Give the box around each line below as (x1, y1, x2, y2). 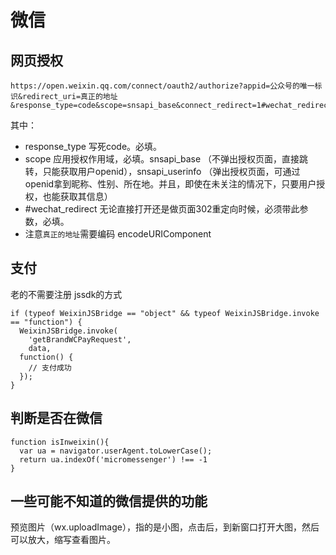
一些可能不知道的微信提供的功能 (10, 493, 208, 510)
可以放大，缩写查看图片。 (10, 534, 116, 546)
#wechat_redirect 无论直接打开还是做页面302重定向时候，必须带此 (24, 203, 300, 215)
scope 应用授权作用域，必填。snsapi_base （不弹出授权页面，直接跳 (24, 153, 309, 165)
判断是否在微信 (10, 410, 103, 427)
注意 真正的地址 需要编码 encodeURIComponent (24, 228, 212, 240)
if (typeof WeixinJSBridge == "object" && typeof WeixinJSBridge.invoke (10, 308, 320, 318)
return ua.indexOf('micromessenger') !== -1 (19, 454, 208, 465)
